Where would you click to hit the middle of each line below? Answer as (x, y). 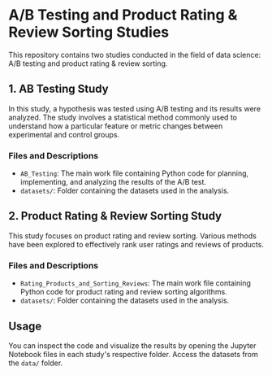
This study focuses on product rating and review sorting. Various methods (133, 235)
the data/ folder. (36, 363)
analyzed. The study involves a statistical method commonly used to (123, 117)
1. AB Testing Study (58, 89)
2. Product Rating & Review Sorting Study (115, 216)
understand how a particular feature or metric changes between (116, 126)
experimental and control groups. (64, 134)
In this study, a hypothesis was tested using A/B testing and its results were (135, 108)
